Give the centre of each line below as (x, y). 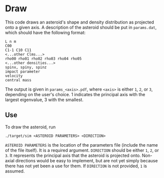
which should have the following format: (45, 32)
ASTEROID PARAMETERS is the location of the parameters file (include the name (82, 145)
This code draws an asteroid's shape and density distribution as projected (80, 22)
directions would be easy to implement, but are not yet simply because (87, 160)
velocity (14, 76)
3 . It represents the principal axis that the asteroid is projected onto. (73, 155)
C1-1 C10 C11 (18, 50)
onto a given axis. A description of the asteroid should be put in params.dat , (81, 27)
